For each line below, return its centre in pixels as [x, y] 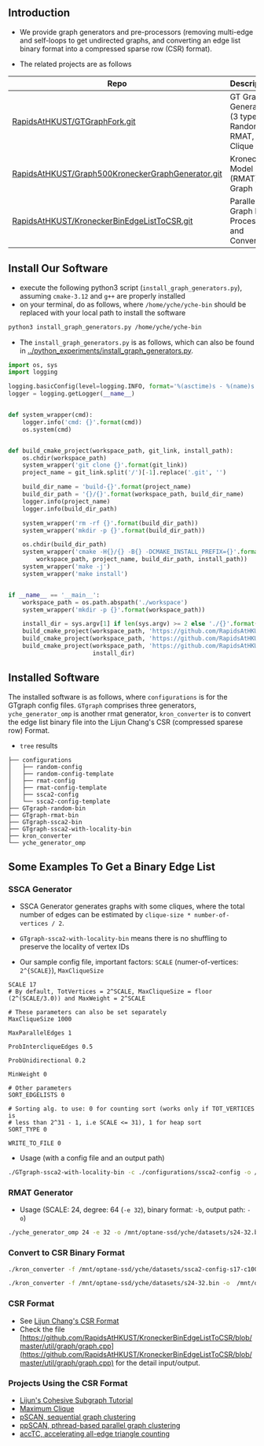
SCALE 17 [22, 985]
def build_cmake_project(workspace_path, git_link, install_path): [121, 451]
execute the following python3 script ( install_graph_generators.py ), [130, 288]
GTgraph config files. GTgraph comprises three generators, [102, 705]
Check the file [42, 1329]
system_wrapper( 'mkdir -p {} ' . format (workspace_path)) [114, 610]
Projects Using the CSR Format [68, 1383]
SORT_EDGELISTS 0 [37, 1095]
